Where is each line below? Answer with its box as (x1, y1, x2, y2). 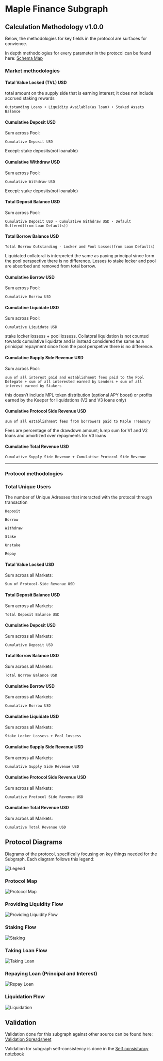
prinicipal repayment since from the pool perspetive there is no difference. (5, 344, 154, 349)
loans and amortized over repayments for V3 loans (5, 432, 107, 438)
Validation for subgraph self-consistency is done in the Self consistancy (5, 1046, 149, 1052)
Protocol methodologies (5, 470, 63, 477)
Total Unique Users (5, 483, 51, 490)
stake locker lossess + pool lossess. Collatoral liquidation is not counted (5, 333, 149, 339)
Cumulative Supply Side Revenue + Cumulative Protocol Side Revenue (5, 454, 147, 459)
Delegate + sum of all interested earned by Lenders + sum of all (5, 379, 142, 384)
